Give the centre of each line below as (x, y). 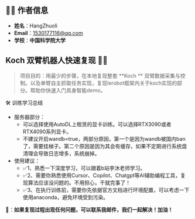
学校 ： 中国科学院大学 (40, 40)
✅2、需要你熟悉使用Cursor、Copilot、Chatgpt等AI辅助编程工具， (102, 175)
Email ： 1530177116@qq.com (48, 33)
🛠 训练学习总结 (24, 102)
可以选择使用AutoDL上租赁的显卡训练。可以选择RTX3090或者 (97, 124)
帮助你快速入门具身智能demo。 (68, 90)
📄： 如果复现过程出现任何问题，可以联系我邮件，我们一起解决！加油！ (89, 210)
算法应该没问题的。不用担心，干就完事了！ (79, 182)
